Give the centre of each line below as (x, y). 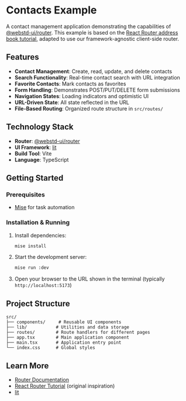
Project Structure (38, 304)
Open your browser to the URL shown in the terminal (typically (89, 279)
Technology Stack (40, 127)
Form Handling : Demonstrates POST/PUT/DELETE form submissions (97, 90)
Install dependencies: (40, 235)
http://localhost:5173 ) (43, 285)
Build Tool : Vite (33, 153)
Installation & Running (38, 223)
